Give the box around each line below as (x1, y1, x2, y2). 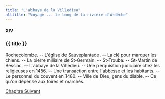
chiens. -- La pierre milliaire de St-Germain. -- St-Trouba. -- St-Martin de (5, 57, 157, 63)
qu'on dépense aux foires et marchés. (5, 79, 85, 85)
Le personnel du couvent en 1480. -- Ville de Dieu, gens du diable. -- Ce (5, 73, 156, 79)
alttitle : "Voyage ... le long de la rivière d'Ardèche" (5, 12, 128, 17)
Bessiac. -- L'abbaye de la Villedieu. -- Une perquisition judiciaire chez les (5, 63, 160, 69)
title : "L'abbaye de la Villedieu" (5, 7, 81, 13)
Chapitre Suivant (5, 88, 41, 94)
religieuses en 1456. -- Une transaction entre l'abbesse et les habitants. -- (5, 68, 160, 74)
